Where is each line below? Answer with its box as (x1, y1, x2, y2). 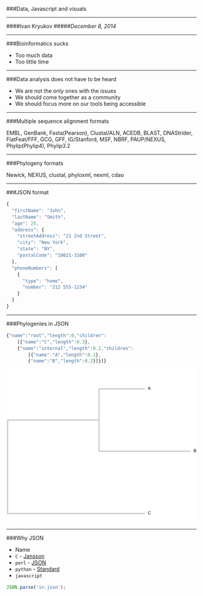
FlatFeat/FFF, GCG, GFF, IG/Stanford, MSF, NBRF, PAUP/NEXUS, (6, 136, 166, 143)
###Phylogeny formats (6, 160, 63, 167)
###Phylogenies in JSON (6, 320, 69, 327)
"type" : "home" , (22, 278, 63, 284)
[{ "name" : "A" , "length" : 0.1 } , (28, 351, 101, 358)
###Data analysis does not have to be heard (6, 76, 117, 82)
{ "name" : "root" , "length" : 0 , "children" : (6, 333, 107, 339)
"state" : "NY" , (17, 246, 56, 252)
